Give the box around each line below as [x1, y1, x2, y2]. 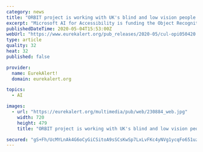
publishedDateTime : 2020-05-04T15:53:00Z [6, 25, 112, 32]
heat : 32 [6, 48, 28, 54]
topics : [6, 87, 26, 93]
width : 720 [17, 114, 45, 121]
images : [6, 103, 26, 109]
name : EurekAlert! [11, 70, 59, 76]
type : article [6, 37, 42, 43]
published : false [6, 54, 50, 60]
